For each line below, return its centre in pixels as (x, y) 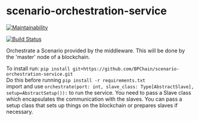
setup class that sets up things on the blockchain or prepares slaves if (92, 105)
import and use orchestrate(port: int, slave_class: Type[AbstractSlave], (100, 86)
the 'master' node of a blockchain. (48, 57)
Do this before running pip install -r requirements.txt (76, 80)
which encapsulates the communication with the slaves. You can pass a (94, 99)
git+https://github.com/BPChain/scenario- (126, 69)
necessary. (20, 111)
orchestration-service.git (40, 74)
